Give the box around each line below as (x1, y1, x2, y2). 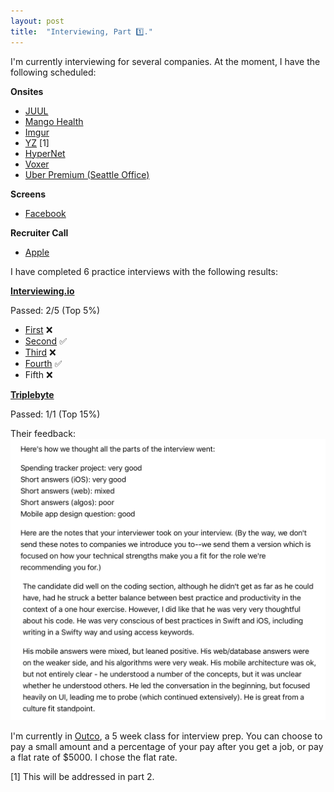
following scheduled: (10, 66, 97, 78)
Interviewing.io (10, 285, 75, 297)
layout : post (10, 16, 65, 26)
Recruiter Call (10, 226, 69, 239)
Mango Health (24, 115, 84, 127)
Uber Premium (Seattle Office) (24, 168, 150, 180)
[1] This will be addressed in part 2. (10, 771, 155, 783)
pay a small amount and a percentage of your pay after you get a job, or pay (10, 741, 324, 753)
